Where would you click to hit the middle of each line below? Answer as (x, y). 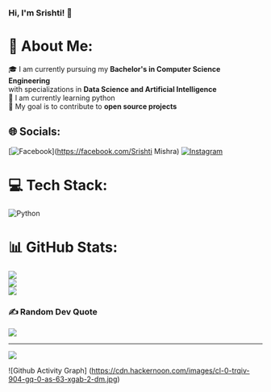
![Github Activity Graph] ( (50, 370)
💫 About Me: (51, 46)
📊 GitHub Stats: (63, 247)
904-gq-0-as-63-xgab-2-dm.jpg (63, 379)
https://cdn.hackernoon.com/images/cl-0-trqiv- (171, 370)
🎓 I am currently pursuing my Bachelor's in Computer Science (115, 69)
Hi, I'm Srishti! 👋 (40, 13)
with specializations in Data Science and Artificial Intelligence (113, 89)
